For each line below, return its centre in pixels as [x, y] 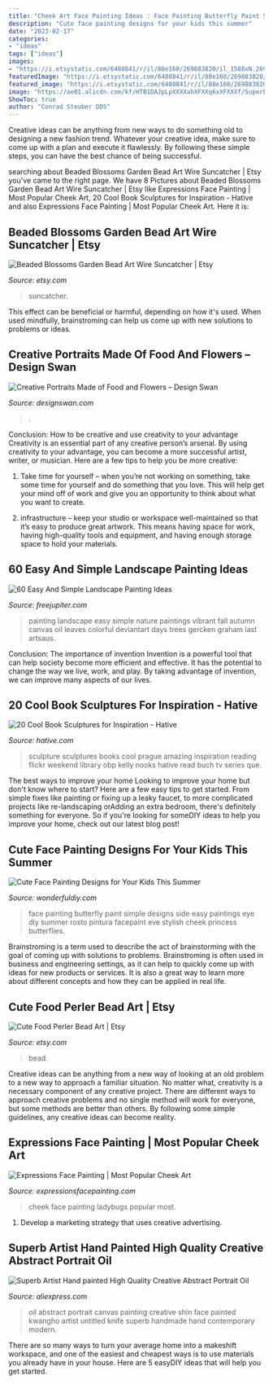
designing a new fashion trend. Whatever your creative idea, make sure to [132, 138]
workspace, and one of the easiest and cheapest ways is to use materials [131, 1354]
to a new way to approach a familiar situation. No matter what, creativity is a [135, 1083]
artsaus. [42, 638]
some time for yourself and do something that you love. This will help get [142, 485]
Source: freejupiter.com [48, 604]
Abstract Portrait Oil [60, 1261]
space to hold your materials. [69, 543]
